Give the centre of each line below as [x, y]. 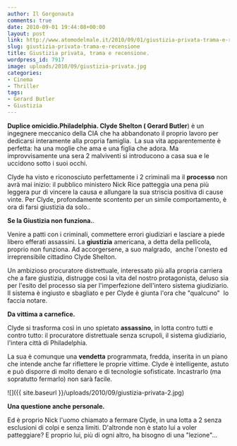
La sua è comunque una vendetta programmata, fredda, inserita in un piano [117, 356]
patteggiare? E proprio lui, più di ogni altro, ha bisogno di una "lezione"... [113, 435]
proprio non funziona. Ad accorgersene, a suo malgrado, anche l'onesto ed [117, 249]
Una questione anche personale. [56, 406]
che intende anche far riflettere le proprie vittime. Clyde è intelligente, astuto [118, 363]
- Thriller [23, 86]
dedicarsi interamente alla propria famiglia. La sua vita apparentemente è [114, 140]
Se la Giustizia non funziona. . [51, 220]
